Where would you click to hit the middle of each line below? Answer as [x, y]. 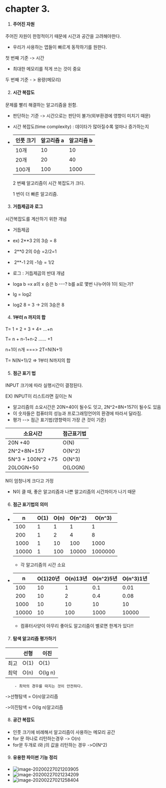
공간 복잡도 [23, 720]
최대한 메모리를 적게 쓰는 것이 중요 [47, 69]
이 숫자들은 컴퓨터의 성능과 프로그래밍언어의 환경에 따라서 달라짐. [77, 413]
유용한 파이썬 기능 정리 [35, 757]
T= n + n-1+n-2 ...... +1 [29, 339]
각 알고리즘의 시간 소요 [43, 565]
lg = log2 [22, 294]
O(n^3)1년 [135, 579]
